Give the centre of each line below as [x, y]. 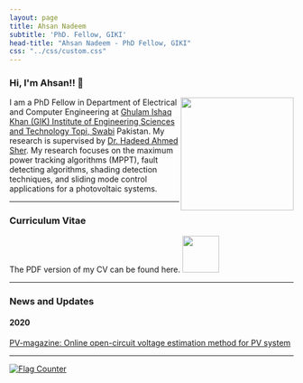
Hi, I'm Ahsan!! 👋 [46, 83]
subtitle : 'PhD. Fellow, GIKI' [68, 34]
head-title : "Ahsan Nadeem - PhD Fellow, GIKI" [101, 43]
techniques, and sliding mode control [78, 179]
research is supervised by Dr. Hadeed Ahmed [94, 141]
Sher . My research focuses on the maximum [92, 151]
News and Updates [52, 301]
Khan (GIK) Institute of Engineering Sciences [92, 122]
